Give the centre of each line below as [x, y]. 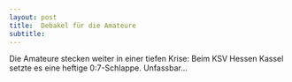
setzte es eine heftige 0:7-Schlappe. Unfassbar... [98, 68]
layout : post [33, 17]
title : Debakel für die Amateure [73, 26]
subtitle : [27, 34]
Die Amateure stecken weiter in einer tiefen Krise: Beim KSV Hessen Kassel [146, 59]
